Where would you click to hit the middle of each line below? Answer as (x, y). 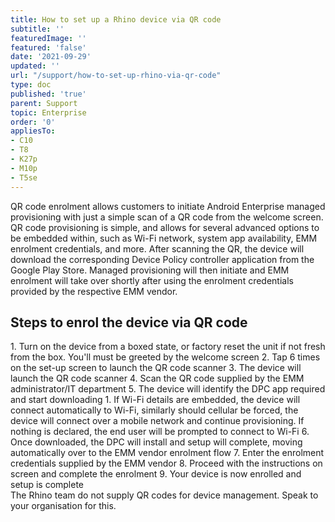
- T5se (24, 177)
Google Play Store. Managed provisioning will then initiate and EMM (150, 270)
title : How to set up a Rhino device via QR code (116, 19)
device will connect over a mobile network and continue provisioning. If (157, 421)
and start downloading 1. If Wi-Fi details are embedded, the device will (155, 400)
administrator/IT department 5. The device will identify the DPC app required (168, 389)
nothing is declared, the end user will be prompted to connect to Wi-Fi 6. (160, 432)
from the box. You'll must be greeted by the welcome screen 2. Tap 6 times (165, 357)
